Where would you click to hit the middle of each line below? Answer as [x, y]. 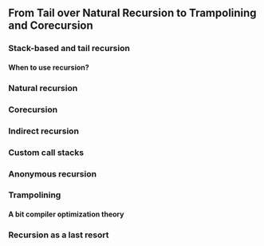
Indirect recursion [44, 131]
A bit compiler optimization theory [66, 214]
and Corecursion [51, 26]
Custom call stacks [46, 153]
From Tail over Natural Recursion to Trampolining [132, 13]
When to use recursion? [49, 67]
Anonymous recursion [53, 173]
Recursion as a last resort [59, 235]
